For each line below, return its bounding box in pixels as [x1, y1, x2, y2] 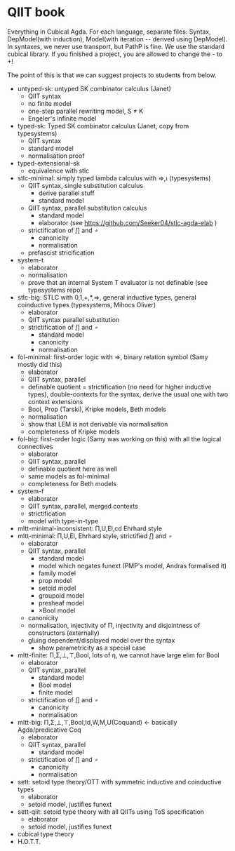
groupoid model [38, 591, 85, 600]
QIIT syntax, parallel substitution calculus [27, 203, 147, 212]
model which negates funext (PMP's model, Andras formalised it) [38, 561, 227, 570]
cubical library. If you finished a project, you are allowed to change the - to [7, 50, 223, 58]
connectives [17, 442, 54, 450]
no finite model [27, 99, 72, 107]
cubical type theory [17, 829, 74, 838]
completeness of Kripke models [27, 427, 121, 436]
